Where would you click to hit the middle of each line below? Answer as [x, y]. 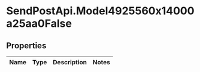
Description [70, 62]
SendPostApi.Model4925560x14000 [100, 11]
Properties [26, 46]
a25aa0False [39, 24]
